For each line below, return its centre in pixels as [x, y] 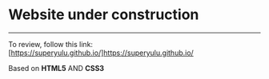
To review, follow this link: [51, 44]
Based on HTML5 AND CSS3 [56, 68]
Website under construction [104, 15]
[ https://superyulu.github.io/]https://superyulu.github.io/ [101, 53]
